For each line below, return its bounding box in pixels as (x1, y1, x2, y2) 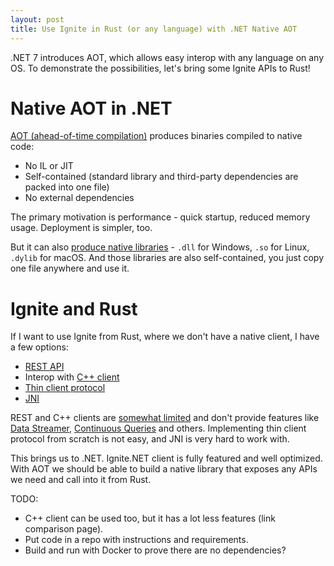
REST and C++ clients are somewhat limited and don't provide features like (10, 412, 320, 424)
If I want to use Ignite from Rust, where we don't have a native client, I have (10, 331, 320, 343)
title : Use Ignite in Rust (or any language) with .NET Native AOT (10, 24, 298, 34)
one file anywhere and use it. (10, 262, 130, 275)
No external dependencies (24, 192, 135, 204)
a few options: (10, 341, 69, 353)
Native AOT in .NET (10, 97, 173, 120)
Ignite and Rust (10, 297, 138, 320)
